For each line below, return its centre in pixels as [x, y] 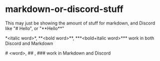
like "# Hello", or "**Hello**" [35, 28]
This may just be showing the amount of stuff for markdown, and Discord [80, 23]
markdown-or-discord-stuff [64, 9]
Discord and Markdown [29, 43]
